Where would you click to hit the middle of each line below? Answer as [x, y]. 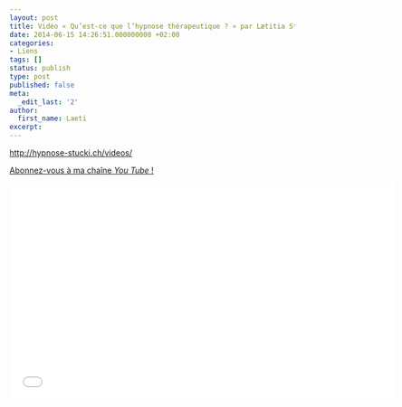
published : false [42, 85]
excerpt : [26, 128]
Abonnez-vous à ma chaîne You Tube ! [81, 170]
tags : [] [26, 60]
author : [24, 110]
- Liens [24, 52]
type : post [30, 77]
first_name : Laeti [53, 118]
